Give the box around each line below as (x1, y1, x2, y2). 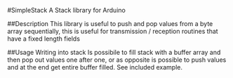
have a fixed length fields (7, 34, 81, 43)
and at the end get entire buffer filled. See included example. (7, 63, 183, 71)
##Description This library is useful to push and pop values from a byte (7, 20, 213, 27)
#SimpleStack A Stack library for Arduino (7, 6, 126, 14)
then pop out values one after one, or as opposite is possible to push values (7, 56, 227, 64)
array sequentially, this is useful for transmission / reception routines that (7, 27, 219, 35)
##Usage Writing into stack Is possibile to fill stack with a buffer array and (7, 48, 221, 56)
